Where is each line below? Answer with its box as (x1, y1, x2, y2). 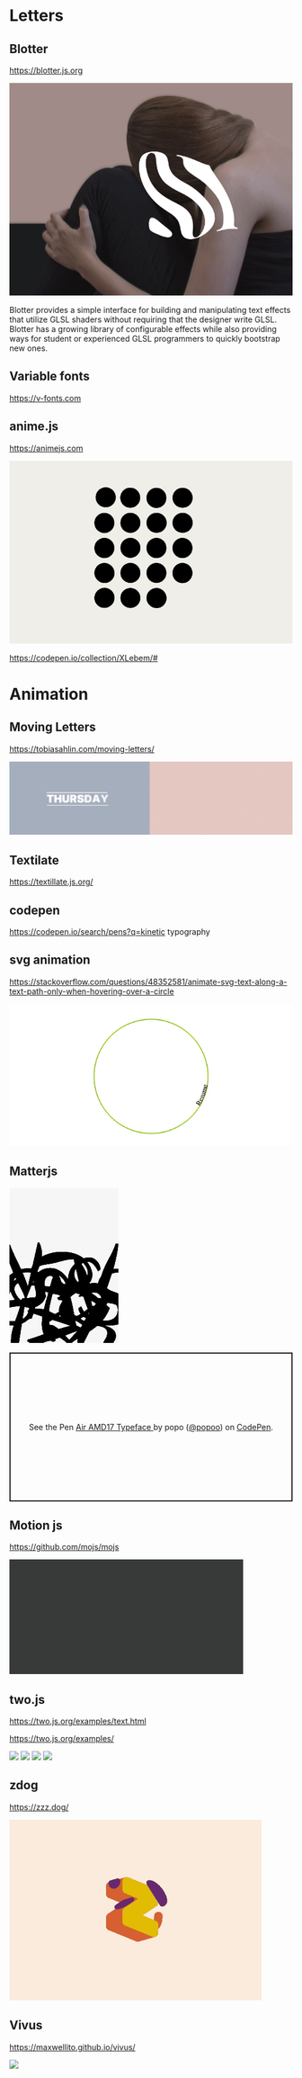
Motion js (9, 1518, 63, 1533)
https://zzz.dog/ (9, 1801, 69, 1813)
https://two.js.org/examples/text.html (9, 1715, 147, 1726)
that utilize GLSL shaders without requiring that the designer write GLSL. (9, 314, 277, 325)
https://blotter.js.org (9, 65, 84, 76)
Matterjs (9, 1163, 58, 1178)
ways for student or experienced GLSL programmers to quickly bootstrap (9, 334, 280, 344)
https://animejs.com (9, 443, 84, 453)
